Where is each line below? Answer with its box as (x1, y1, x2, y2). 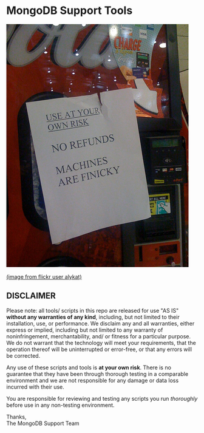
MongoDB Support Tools (6, 4, 133, 18)
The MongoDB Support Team (6, 420, 80, 427)
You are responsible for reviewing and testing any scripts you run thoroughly (6, 395, 198, 402)
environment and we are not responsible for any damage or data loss (6, 377, 179, 384)
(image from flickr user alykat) (6, 273, 82, 280)
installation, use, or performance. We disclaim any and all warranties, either (6, 319, 195, 327)
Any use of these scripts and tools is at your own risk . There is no (6, 364, 172, 371)
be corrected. (6, 352, 41, 359)
